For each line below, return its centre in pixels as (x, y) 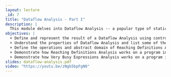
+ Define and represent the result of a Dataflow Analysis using (81, 38)
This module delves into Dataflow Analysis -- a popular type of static (89, 29)
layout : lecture (22, 10)
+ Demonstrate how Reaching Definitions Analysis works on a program (85, 52)
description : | (21, 24)
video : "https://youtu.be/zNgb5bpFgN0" (48, 66)
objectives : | (20, 33)
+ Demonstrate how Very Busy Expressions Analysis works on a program (86, 57)
